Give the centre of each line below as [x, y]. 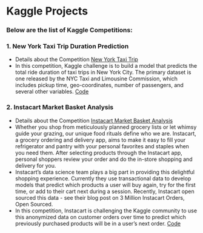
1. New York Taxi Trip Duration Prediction [68, 47]
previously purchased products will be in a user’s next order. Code [98, 223]
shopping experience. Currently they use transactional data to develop [103, 178]
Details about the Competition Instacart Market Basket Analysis [94, 120]
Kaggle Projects [47, 11]
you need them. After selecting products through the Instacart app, [99, 153]
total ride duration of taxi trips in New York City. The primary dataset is [103, 72]
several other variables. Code [52, 91]
